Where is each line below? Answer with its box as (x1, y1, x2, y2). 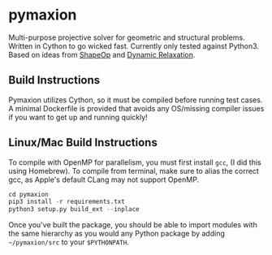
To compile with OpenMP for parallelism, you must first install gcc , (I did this (8, 157, 261, 167)
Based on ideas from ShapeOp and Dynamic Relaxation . (8, 50, 196, 59)
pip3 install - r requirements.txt (8, 197, 126, 206)
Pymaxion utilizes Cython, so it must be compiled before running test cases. (8, 95, 263, 105)
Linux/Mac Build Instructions (8, 136, 158, 149)
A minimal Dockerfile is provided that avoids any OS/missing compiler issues (8, 103, 265, 113)
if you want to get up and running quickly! (8, 112, 148, 122)
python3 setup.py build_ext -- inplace (8, 205, 140, 214)
